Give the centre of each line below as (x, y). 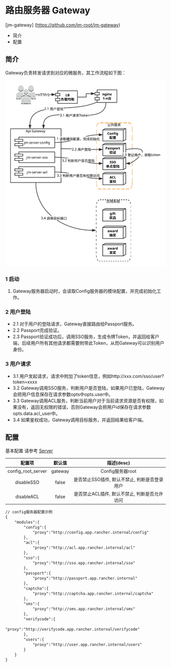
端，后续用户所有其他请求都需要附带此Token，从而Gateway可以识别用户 (88, 343)
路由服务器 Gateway (48, 10)
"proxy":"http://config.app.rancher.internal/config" (91, 533)
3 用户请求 (18, 364)
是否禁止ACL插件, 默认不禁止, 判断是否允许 (118, 494)
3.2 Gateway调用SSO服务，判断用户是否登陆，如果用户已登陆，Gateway (89, 388)
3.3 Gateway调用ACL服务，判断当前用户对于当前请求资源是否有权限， (86, 400)
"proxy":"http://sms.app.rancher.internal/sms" (84, 609)
